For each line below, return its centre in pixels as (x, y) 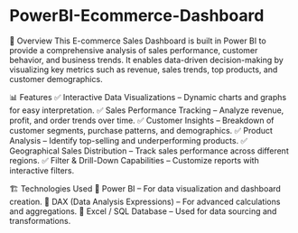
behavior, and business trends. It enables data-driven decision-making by (147, 60)
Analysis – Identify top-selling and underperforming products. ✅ (129, 140)
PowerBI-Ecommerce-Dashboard (137, 16)
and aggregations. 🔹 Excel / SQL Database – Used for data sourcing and (143, 211)
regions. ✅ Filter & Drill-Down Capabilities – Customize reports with (134, 160)
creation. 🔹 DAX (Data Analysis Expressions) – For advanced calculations (145, 201)
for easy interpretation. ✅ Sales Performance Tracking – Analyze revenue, (147, 110)
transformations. (40, 220)
